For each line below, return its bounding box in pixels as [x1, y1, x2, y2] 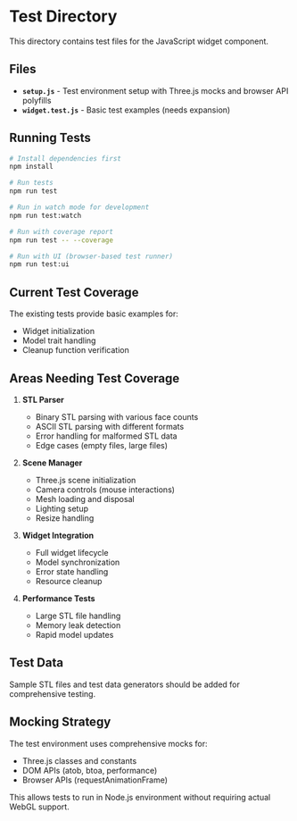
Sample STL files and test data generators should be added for [9, 679, 241, 690]
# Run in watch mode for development [9, 203, 150, 212]
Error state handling [35, 565, 109, 577]
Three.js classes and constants [21, 755, 137, 766]
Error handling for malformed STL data [35, 431, 177, 441]
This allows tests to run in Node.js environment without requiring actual [9, 792, 271, 802]
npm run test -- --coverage [9, 235, 114, 245]
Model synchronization [35, 557, 120, 567]
